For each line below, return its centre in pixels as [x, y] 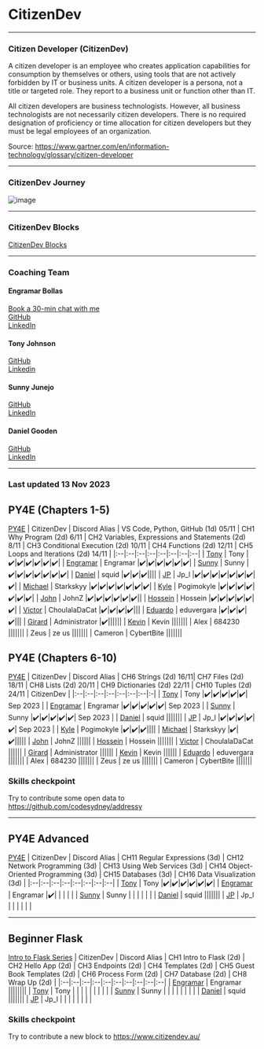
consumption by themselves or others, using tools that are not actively [122, 74]
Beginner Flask [46, 939]
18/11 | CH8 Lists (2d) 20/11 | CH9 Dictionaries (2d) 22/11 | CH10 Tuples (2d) [130, 685]
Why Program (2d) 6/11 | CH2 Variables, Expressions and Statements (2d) [127, 537]
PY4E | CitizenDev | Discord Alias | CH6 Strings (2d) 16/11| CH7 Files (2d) [126, 677]
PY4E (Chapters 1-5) [59, 510]
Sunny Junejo [31, 387]
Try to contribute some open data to [66, 798]
